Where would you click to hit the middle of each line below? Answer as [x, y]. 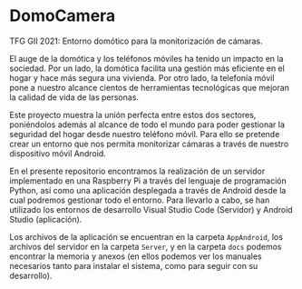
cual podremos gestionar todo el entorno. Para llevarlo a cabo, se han [140, 200]
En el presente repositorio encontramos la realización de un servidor [137, 171]
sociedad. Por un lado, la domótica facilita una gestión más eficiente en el [147, 68]
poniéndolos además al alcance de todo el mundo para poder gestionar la [147, 125]
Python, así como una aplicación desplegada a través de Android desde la [148, 190]
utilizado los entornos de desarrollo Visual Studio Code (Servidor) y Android [151, 209]
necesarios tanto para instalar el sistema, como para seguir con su [134, 265]
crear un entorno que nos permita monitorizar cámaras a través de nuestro [149, 144]
